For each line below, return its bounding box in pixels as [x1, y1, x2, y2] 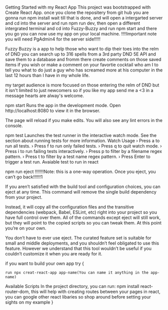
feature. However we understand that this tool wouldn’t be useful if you [5, 245, 151, 251]
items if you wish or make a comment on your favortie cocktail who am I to [5, 62, 158, 67]
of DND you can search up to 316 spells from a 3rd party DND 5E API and [5, 51, 156, 57]
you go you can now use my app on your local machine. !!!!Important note [5, 31, 157, 36]
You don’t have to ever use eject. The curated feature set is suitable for [5, 235, 151, 240]
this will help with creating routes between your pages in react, [30, 288, 161, 294]
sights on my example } [5, 299, 53, 305]
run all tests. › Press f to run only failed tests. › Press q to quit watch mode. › [5, 143, 162, 149]
